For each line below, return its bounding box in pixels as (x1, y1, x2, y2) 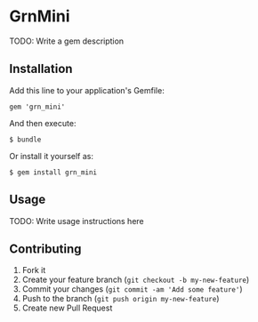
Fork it (21, 265, 46, 276)
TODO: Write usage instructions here (9, 215, 144, 226)
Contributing (9, 241, 82, 256)
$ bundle (9, 135, 42, 144)
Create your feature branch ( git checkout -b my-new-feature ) (21, 274, 250, 286)
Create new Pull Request (21, 302, 113, 313)
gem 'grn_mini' (9, 102, 66, 111)
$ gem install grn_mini (9, 167, 98, 177)
